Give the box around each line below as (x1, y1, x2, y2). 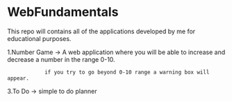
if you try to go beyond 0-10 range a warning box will (44, 69, 210, 76)
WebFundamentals (7, 4, 119, 20)
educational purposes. (7, 34, 72, 42)
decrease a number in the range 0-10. (7, 55, 116, 63)
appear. (7, 74, 30, 82)
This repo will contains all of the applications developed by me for (7, 27, 196, 35)
